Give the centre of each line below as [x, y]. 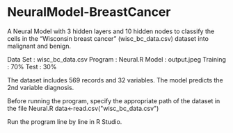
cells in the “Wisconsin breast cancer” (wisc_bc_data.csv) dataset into [108, 38]
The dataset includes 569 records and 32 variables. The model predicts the [115, 80]
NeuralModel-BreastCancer [89, 12]
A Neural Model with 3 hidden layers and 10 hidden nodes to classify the [111, 31]
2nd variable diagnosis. [41, 87]
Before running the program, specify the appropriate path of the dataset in [114, 100]
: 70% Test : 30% [32, 66]
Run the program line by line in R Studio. [65, 121]
